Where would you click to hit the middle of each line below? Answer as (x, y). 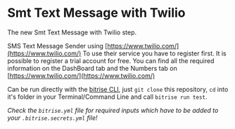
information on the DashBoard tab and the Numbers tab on (93, 68)
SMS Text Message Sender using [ (57, 46)
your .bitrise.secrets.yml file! (52, 118)
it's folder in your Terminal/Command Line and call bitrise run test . (107, 97)
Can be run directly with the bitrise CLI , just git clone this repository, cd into (118, 89)
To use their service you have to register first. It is (154, 53)
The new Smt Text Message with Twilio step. (72, 32)
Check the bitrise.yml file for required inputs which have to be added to (113, 110)
